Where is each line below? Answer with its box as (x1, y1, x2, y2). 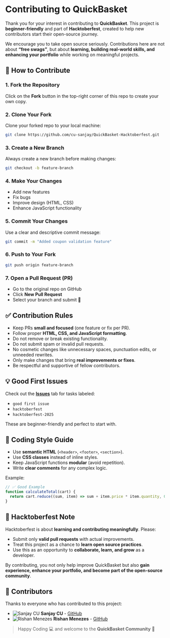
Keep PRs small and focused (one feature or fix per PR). (12, 325, 131, 331)
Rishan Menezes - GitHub (53, 616, 108, 622)
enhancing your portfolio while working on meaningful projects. (5, 52, 140, 58)
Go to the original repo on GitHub (12, 286, 82, 292)
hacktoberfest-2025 (12, 412, 54, 417)
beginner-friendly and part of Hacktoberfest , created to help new (5, 25, 144, 31)
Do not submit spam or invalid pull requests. (12, 341, 105, 347)
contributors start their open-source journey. (5, 31, 99, 37)
